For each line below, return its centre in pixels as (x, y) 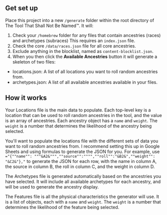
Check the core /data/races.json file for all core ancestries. (74, 46)
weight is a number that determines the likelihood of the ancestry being (78, 126)
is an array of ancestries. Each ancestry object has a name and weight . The (81, 120)
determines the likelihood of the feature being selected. (62, 207)
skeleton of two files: (34, 61)
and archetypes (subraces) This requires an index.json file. (74, 40)
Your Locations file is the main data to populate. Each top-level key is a (78, 110)
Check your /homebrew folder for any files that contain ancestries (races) (86, 35)
